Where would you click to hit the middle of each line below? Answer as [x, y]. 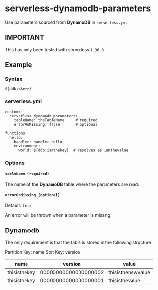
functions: [16, 133]
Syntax [14, 79]
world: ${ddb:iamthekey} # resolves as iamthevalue [73, 150]
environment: [27, 146]
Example [19, 65]
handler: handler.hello [38, 142]
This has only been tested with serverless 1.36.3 [54, 49]
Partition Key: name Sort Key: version [43, 252]
